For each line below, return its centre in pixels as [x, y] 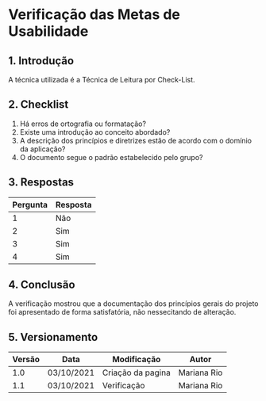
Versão [26, 360]
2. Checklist [39, 105]
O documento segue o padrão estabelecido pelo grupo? [111, 157]
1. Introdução [41, 61]
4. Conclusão [42, 285]
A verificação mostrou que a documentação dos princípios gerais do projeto [133, 304]
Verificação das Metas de [94, 15]
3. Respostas [41, 183]
